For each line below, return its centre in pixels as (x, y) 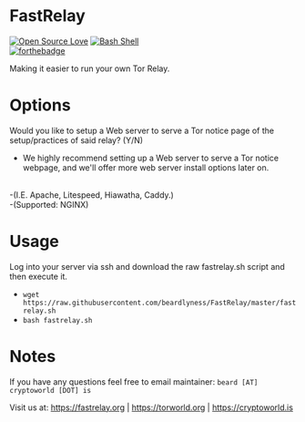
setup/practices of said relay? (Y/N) (76, 140)
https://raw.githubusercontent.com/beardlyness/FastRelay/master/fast (159, 303)
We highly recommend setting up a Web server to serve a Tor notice (151, 158)
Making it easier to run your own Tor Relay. (90, 68)
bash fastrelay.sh (57, 320)
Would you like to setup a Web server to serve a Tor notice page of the (142, 130)
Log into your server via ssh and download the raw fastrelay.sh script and (147, 266)
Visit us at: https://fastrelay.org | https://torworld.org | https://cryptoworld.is (152, 407)
